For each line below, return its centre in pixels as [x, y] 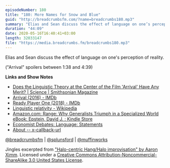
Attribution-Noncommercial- [127, 154]
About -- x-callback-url [37, 130]
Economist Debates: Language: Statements [57, 124]
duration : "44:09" [25, 29]
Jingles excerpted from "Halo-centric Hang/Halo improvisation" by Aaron [81, 149]
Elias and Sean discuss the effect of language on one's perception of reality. [85, 57]
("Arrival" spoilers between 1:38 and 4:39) [49, 67]
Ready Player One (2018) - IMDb [46, 103]
